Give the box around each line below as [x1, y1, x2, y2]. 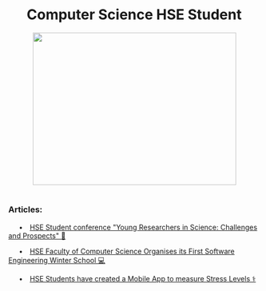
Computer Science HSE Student [26, 6, 242, 24]
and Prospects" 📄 [8, 230, 66, 241]
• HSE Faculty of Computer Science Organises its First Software [18, 246, 236, 256]
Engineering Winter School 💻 [8, 255, 105, 265]
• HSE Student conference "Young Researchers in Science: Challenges [18, 222, 258, 232]
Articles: [8, 204, 43, 215]
